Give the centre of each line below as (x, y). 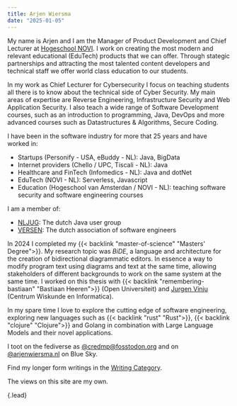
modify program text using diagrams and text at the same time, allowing (112, 266)
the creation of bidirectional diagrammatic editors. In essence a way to (110, 259)
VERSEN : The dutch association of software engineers (97, 230)
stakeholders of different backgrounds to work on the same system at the (114, 274)
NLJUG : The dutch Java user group (69, 222)
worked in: (23, 143)
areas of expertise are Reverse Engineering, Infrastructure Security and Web (119, 99)
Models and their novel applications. (60, 332)
